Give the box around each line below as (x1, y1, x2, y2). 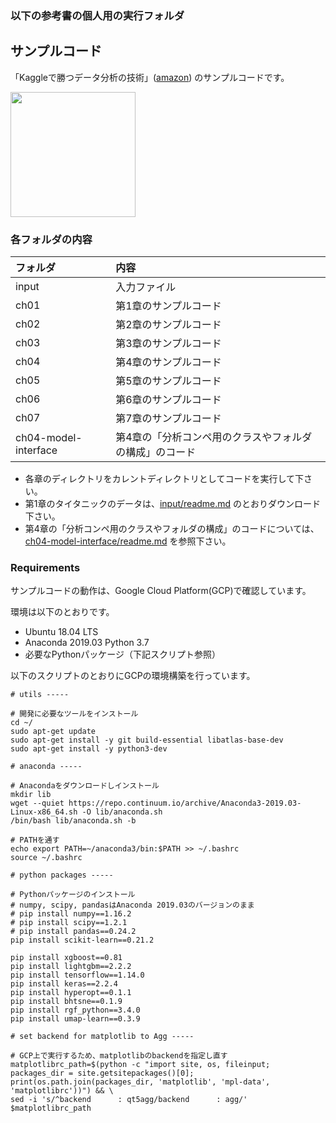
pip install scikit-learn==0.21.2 (10, 935, 155, 946)
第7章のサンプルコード (115, 412, 222, 426)
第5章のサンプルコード (115, 374, 222, 388)
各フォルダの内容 (10, 232, 93, 246)
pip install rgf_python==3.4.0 (10, 1005, 141, 1016)
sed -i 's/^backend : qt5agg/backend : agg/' (10, 1095, 248, 1105)
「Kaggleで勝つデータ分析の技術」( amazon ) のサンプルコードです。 (10, 71, 290, 83)
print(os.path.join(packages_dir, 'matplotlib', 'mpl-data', (10, 1077, 271, 1087)
